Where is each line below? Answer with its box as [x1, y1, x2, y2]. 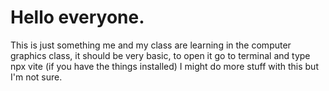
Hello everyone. [10, 6, 145, 29]
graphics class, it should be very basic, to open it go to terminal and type [10, 49, 311, 61]
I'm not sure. [10, 71, 63, 83]
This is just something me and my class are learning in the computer [10, 39, 292, 51]
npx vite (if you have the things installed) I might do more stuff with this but [10, 60, 319, 72]
